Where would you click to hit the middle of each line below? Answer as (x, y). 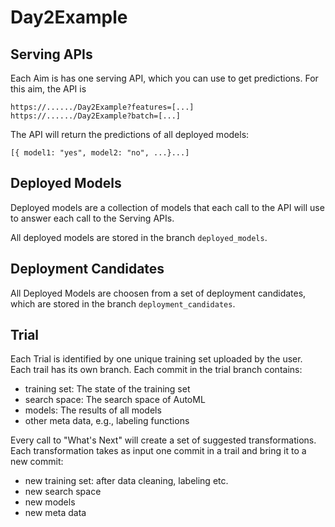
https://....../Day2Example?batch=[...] (96, 116)
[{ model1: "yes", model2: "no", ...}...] (100, 153)
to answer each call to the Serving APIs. (92, 218)
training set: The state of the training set (107, 389)
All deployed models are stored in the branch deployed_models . (139, 237)
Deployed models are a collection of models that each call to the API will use (167, 207)
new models (50, 502)
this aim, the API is (48, 89)
